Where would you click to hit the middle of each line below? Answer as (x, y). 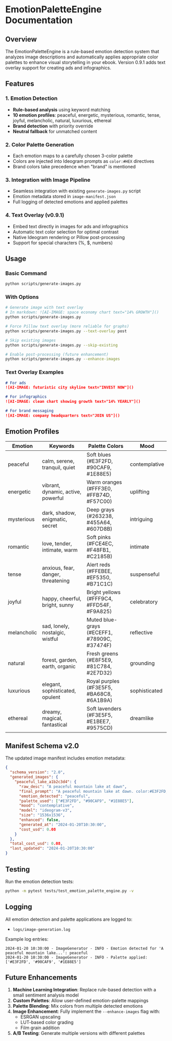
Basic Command (26, 273)
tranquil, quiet (58, 467)
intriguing (141, 519)
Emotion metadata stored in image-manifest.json (64, 197)
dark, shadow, (59, 513)
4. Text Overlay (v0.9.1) (35, 215)
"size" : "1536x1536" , (42, 815)
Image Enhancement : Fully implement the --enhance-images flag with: (86, 1011)
